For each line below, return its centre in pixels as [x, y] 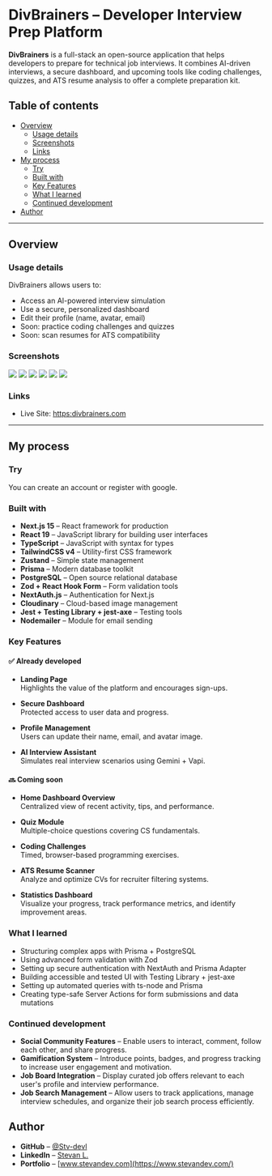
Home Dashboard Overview [68, 798]
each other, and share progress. [73, 1050]
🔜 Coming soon [36, 779]
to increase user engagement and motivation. [96, 1067]
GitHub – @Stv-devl [53, 1146]
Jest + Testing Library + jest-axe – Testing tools [101, 612]
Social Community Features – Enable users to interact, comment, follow [140, 1041]
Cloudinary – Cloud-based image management [99, 603]
